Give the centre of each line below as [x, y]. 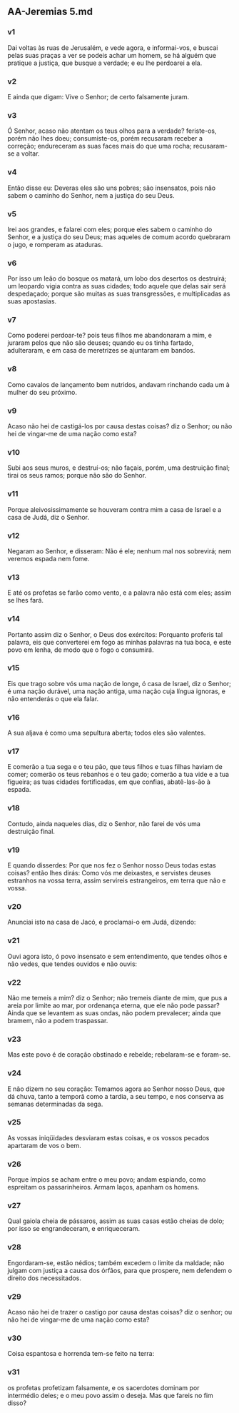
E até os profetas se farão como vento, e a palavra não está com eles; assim [119, 593]
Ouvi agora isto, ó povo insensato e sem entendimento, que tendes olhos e [117, 956]
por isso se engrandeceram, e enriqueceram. [74, 1229]
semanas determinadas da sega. [55, 1104]
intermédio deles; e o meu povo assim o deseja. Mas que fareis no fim [111, 1395]
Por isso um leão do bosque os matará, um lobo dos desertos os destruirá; [117, 278]
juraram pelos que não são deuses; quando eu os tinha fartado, [101, 343]
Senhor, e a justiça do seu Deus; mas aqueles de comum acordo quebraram [119, 237]
